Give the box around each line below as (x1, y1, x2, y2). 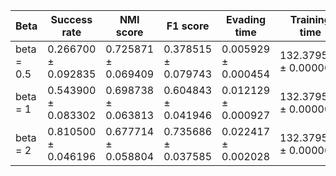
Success (50, 13, 93, 26)
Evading (226, 13, 267, 26)
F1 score (166, 19, 210, 33)
